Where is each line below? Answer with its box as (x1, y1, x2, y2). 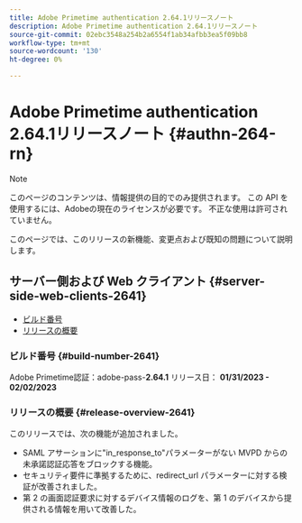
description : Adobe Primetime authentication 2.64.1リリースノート (9, 22, 259, 31)
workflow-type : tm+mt (9, 38, 91, 48)
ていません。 (9, 214, 57, 225)
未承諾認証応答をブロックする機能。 (22, 459, 158, 470)
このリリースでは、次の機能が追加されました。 (9, 428, 183, 439)
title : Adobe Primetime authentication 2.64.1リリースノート (9, 13, 234, 23)
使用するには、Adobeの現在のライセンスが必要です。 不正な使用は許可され (9, 203, 288, 214)
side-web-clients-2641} (9, 289, 147, 304)
